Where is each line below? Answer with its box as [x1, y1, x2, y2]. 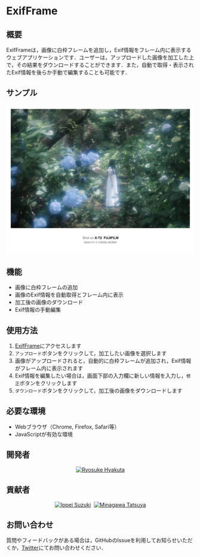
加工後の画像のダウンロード [14, 298, 84, 306]
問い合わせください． [54, 544, 107, 552]
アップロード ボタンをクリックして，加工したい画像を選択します [14, 350, 167, 357]
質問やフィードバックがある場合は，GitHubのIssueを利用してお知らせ [6, 537, 177, 544]
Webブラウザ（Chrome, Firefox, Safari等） [14, 423, 120, 430]
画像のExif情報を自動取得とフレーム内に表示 [14, 291, 124, 298]
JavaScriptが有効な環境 [14, 430, 73, 438]
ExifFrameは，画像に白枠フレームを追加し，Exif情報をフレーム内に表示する [6, 47, 192, 53]
